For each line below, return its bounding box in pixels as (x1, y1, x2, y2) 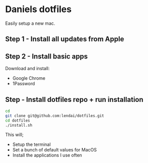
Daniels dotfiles (5, 4, 72, 15)
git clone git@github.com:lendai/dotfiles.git (5, 113, 104, 118)
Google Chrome (12, 75, 46, 81)
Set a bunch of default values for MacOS (12, 147, 97, 153)
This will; (5, 132, 24, 138)
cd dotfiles (5, 118, 30, 123)
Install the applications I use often (12, 152, 82, 158)
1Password (12, 81, 35, 87)
